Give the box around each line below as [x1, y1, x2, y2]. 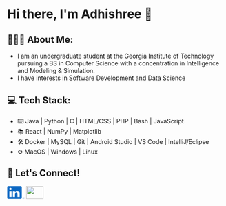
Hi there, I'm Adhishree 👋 [7, 6, 153, 22]
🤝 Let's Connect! [7, 167, 81, 179]
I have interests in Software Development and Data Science [17, 74, 186, 82]
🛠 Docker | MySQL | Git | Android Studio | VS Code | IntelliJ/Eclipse [17, 137, 209, 145]
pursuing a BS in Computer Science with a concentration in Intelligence [17, 59, 220, 68]
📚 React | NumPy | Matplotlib [17, 127, 102, 135]
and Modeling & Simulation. [17, 67, 95, 74]
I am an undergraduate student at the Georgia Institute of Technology [17, 52, 214, 60]
